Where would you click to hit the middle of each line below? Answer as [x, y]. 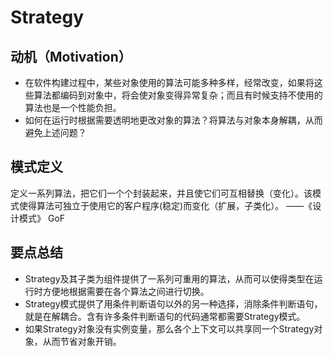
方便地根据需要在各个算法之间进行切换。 [126, 291]
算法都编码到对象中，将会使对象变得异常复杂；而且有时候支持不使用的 [178, 95]
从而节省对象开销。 [82, 341]
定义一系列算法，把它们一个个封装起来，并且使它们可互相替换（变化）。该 [161, 193]
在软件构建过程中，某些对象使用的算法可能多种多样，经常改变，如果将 [169, 82]
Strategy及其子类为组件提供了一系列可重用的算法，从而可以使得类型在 [169, 278]
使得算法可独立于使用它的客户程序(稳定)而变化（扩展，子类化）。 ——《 [165, 205]
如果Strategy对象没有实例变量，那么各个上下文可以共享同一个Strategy [169, 328]
